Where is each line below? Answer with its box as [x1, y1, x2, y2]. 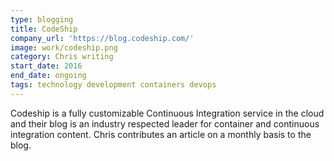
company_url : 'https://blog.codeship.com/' [10, 33, 195, 43]
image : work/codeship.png [10, 42, 118, 53]
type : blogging [10, 14, 74, 25]
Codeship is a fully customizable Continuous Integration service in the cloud [10, 107, 325, 119]
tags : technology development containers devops [10, 80, 217, 90]
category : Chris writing [10, 52, 114, 62]
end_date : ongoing [10, 71, 87, 81]
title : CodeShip [10, 24, 78, 34]
